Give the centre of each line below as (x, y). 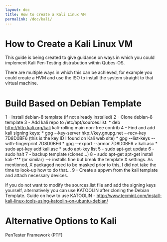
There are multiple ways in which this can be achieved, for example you (79, 72)
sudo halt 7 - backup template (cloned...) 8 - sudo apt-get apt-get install (79, 154)
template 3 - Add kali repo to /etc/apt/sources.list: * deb (63, 122)
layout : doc (17, 10)
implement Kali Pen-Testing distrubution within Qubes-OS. (65, 63)
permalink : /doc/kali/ (29, 19)
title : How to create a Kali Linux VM (45, 14)
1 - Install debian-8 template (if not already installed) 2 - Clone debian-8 (79, 117)
